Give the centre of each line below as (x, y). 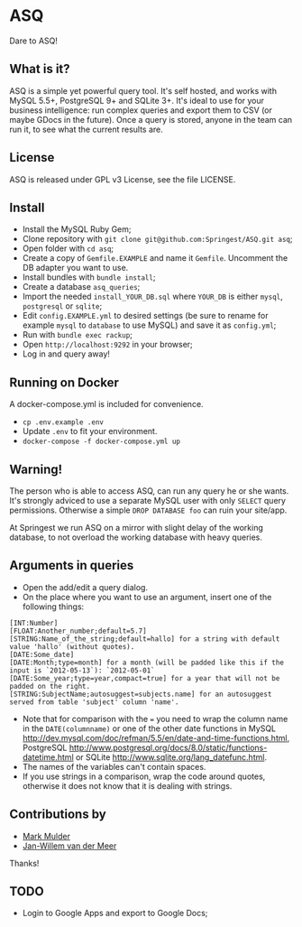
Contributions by (58, 815)
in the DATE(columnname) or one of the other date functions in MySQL (149, 728)
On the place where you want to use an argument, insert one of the (147, 597)
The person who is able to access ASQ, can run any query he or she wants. (149, 491)
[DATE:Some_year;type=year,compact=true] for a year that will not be (145, 678)
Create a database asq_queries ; (81, 287)
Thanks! (24, 863)
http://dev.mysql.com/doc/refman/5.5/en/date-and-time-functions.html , (156, 737)
